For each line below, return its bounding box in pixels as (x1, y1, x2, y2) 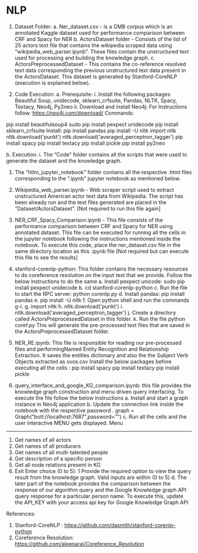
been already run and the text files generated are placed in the (14, 198, 167, 206)
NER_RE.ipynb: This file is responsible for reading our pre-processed (14, 339, 182, 346)
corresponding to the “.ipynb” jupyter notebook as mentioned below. (14, 175, 181, 182)
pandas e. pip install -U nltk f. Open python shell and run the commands (14, 297, 190, 304)
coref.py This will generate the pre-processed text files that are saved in (14, 321, 190, 328)
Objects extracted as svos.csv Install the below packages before (14, 358, 172, 365)
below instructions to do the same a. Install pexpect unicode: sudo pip (14, 278, 185, 285)
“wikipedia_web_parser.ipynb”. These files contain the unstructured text (14, 48, 189, 55)
